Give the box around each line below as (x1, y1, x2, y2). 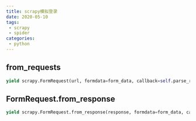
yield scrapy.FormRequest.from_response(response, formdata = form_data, (6, 109, 184, 115)
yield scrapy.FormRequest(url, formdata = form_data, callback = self (6, 78, 171, 84)
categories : (6, 35, 35, 41)
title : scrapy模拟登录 (6, 8, 58, 15)
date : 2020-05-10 (6, 14, 48, 20)
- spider (8, 30, 30, 36)
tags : (6, 19, 19, 25)
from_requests (6, 62, 61, 73)
